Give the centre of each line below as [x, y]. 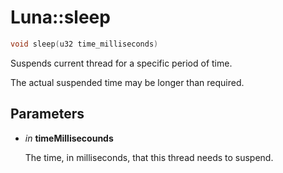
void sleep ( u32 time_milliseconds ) [84, 44]
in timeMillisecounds [69, 138]
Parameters [47, 114]
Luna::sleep [60, 17]
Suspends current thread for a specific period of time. [121, 63]
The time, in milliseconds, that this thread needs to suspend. [149, 157]
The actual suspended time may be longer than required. [127, 82]
